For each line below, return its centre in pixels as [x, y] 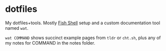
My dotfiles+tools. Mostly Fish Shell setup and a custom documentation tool [83, 23]
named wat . [17, 28]
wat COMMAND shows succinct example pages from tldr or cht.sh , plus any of [83, 38]
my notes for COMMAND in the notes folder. [50, 43]
